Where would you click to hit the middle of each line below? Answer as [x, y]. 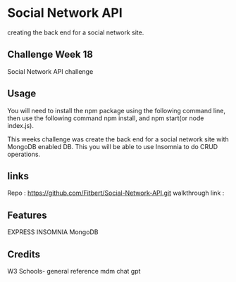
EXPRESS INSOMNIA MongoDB [53, 232]
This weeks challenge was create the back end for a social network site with [118, 139]
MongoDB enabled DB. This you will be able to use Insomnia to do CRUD [113, 146]
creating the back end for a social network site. [76, 32]
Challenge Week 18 [50, 55]
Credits [24, 254]
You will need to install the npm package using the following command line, [116, 110]
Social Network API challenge [50, 71]
